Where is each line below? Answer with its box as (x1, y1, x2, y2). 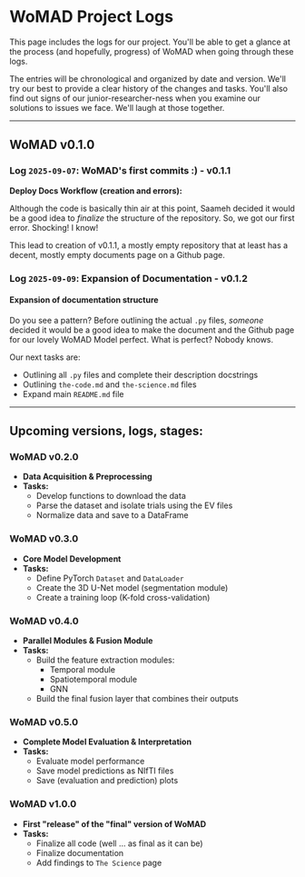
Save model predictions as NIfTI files (35, 765, 174, 776)
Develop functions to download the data (35, 491, 186, 502)
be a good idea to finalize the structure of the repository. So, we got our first (9, 212, 295, 224)
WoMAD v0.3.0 (9, 533, 79, 545)
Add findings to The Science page (35, 857, 162, 868)
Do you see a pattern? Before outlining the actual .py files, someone (9, 314, 264, 325)
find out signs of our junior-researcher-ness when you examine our (9, 93, 261, 104)
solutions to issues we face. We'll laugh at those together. (9, 102, 225, 113)
